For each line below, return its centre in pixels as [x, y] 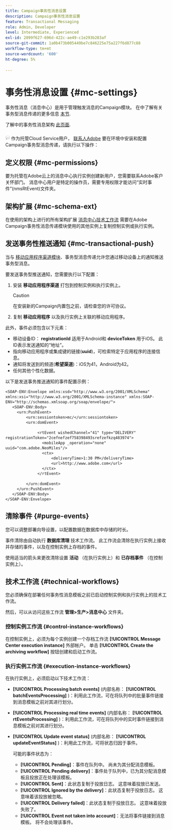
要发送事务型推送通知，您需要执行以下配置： [52, 274]
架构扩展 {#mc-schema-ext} [51, 206]
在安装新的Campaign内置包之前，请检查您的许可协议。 [71, 306]
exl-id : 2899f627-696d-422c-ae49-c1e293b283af [56, 38]
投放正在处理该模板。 [52, 777]
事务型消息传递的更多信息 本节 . [38, 114]
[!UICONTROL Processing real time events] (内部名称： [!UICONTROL [88, 713]
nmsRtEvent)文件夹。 [36, 189]
